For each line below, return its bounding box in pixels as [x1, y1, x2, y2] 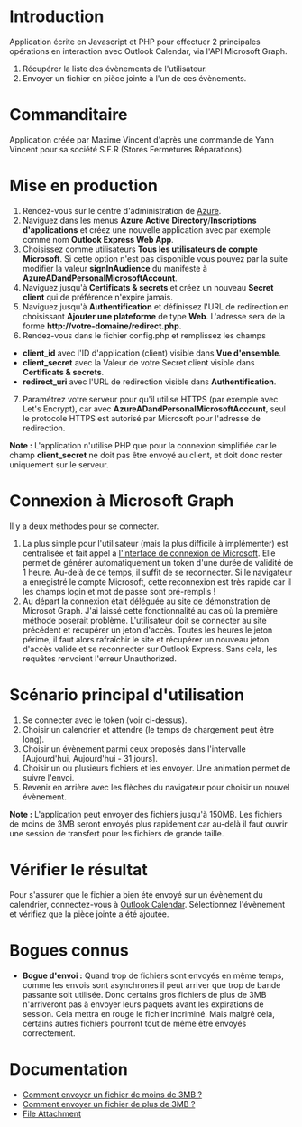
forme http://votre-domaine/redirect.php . [22, 320, 182, 331]
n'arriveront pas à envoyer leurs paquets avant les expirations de [22, 999, 264, 1010]
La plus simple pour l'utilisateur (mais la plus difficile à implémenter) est [22, 538, 288, 549]
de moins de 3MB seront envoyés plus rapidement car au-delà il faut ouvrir [9, 818, 288, 829]
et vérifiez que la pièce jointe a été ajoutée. [9, 909, 169, 919]
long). [22, 734, 45, 744]
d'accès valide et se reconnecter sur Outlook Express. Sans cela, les [22, 643, 278, 654]
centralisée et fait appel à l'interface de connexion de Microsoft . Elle [22, 548, 277, 559]
